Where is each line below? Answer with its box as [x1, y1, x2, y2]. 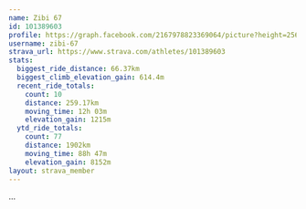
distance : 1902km [25, 141, 91, 150]
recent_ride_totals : [16, 81, 95, 90]
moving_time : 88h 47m [25, 149, 107, 158]
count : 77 [25, 132, 63, 141]
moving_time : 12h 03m [25, 107, 107, 116]
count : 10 [25, 89, 63, 99]
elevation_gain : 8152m [25, 157, 111, 167]
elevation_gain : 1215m [25, 115, 111, 124]
